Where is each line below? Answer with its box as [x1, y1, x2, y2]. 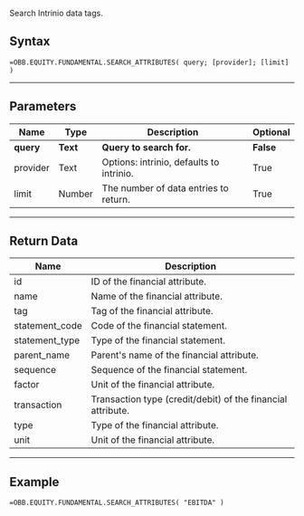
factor [14, 378, 40, 391]
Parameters [9, 99, 77, 114]
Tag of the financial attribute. [90, 305, 214, 318]
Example [9, 474, 60, 490]
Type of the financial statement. [90, 334, 226, 347]
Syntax [9, 33, 51, 49]
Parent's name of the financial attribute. [90, 349, 260, 361]
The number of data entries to [101, 181, 229, 194]
